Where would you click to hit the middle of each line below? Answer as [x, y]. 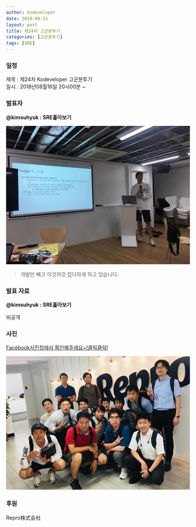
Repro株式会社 [23, 518]
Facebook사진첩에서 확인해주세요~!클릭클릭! [57, 348]
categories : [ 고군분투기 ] [34, 37]
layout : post [22, 25]
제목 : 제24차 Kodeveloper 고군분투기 [49, 80]
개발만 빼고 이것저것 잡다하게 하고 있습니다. [69, 274]
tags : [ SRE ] [20, 43]
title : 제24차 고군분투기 [33, 31]
